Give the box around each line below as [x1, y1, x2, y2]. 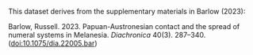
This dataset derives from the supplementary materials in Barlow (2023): [8, 7, 246, 16]
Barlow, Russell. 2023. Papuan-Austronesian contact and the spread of [8, 22, 240, 31]
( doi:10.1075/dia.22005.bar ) [8, 38, 98, 48]
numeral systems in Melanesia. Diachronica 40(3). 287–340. [8, 31, 206, 39]
